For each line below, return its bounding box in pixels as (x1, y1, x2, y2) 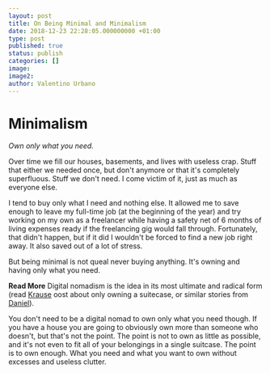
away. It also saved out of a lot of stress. (8, 241, 143, 251)
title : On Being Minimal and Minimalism (8, 19, 147, 28)
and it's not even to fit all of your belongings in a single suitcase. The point (8, 340, 256, 350)
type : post (8, 34, 45, 43)
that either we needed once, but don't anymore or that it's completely (8, 165, 240, 175)
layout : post (8, 11, 53, 20)
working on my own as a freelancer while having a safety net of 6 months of (8, 215, 262, 225)
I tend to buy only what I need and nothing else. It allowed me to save (8, 198, 239, 208)
